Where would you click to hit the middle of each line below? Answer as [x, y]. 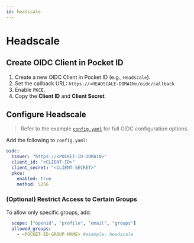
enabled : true [34, 178]
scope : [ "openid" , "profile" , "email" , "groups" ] [74, 223]
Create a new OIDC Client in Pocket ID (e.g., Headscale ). [83, 77]
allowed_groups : [31, 229]
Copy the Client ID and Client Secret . [60, 96]
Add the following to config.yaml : [47, 140]
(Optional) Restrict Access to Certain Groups [72, 199]
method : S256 [33, 184]
